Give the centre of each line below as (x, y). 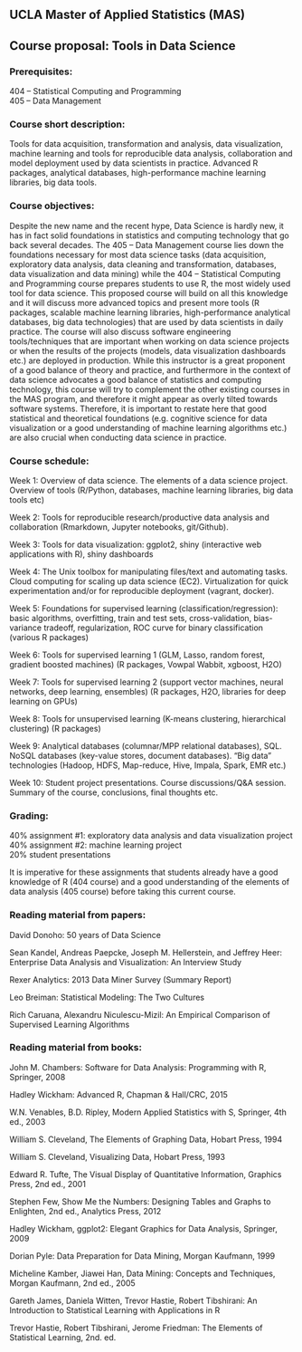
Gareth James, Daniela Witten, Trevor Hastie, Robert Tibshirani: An (133, 1300)
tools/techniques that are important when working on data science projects (149, 341)
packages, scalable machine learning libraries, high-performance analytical (150, 312)
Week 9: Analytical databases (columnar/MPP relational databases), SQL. (146, 745)
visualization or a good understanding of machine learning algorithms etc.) (148, 427)
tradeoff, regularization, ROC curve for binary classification (154, 628)
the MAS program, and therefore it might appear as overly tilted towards (144, 398)
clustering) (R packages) (55, 728)
